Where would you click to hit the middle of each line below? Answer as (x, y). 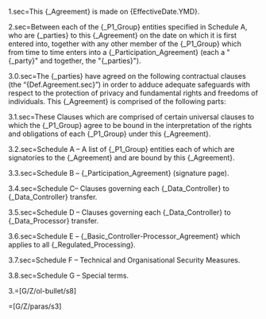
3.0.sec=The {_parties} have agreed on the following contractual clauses (127, 76)
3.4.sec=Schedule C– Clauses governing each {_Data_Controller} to (119, 189)
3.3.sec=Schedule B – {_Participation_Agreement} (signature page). (119, 173)
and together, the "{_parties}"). (91, 60)
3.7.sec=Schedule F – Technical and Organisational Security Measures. (124, 260)
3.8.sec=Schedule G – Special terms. (69, 275)
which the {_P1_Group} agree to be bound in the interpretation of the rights (130, 125)
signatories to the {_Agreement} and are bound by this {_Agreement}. (122, 158)
